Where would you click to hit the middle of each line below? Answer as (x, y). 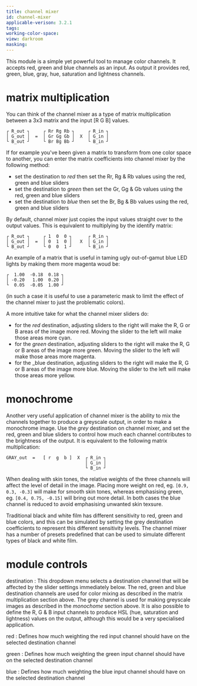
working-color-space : (33, 34)
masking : (17, 45)
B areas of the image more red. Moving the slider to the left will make (98, 331)
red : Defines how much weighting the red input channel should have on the (98, 636)
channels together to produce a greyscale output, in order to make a (89, 422)
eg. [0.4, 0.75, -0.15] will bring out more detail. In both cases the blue (94, 498)
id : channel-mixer (29, 17)
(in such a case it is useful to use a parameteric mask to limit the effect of (95, 296)
